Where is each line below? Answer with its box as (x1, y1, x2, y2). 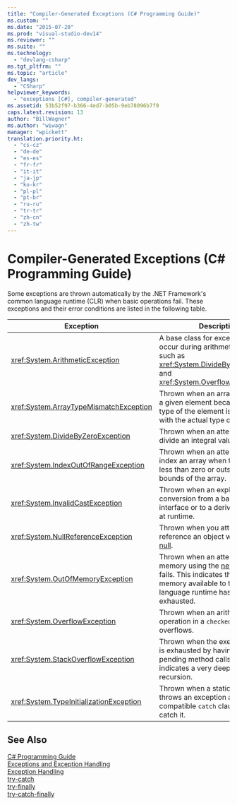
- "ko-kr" (13, 181, 42, 188)
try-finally (7, 782, 36, 791)
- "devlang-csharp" (13, 56, 71, 64)
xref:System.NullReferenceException (11, 531, 133, 541)
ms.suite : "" (7, 43, 46, 50)
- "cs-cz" (13, 142, 42, 149)
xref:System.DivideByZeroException (11, 431, 130, 441)
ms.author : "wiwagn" (7, 121, 68, 129)
